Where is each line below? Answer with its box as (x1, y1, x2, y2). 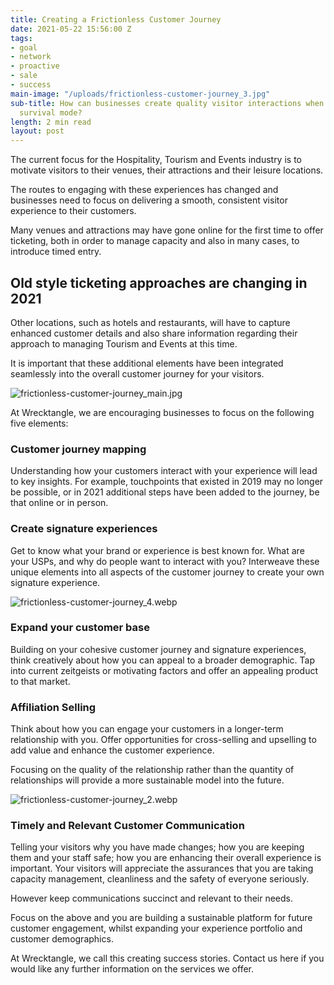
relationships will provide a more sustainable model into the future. (10, 774, 285, 786)
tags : (10, 33, 33, 43)
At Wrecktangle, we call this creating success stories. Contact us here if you (10, 952, 325, 965)
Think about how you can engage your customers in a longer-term (10, 723, 284, 735)
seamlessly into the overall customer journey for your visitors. (10, 367, 265, 380)
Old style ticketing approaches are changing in (10, 274, 308, 291)
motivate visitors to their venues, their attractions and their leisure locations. (10, 164, 324, 176)
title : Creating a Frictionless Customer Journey (10, 14, 222, 25)
